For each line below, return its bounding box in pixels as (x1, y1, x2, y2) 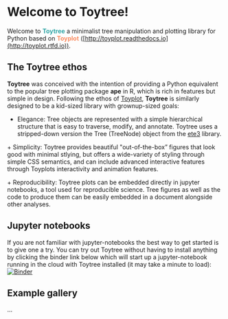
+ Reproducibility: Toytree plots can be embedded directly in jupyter (7, 178, 201, 186)
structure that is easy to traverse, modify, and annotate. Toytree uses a (16, 122, 218, 131)
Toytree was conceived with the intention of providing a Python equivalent (7, 80, 218, 88)
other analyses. (7, 200, 51, 208)
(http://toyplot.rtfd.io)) (7, 41, 69, 49)
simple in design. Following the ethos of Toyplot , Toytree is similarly (7, 94, 200, 102)
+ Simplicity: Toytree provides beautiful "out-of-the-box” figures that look (7, 142, 216, 151)
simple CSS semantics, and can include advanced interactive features (7, 157, 205, 166)
